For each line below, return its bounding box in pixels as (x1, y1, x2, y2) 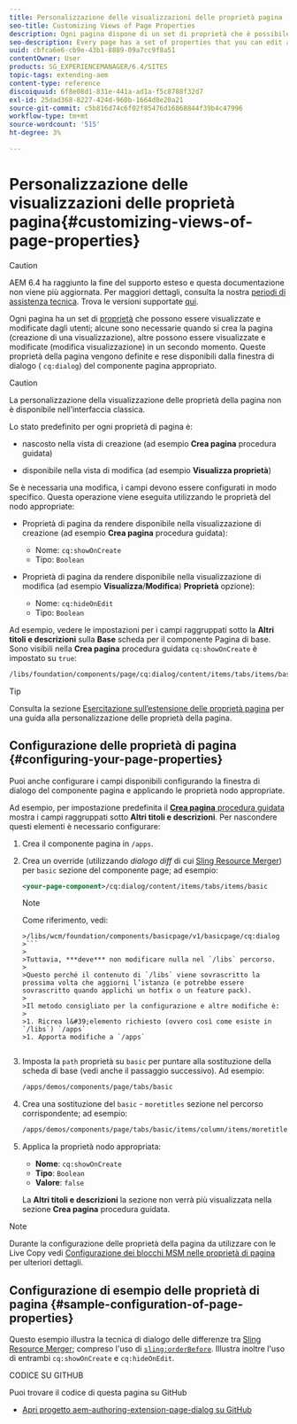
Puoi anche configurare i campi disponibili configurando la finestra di (9, 775, 261, 786)
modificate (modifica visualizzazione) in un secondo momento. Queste (9, 341, 267, 352)
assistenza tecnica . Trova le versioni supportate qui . (9, 296, 199, 307)
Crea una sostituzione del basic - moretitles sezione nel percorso (21, 1099, 263, 1109)
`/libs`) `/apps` (21, 1025, 87, 1034)
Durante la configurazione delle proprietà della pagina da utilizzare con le (9, 1238, 277, 1249)
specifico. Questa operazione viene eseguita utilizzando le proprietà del (9, 491, 271, 502)
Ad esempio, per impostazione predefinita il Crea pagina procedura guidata (9, 802, 286, 813)
